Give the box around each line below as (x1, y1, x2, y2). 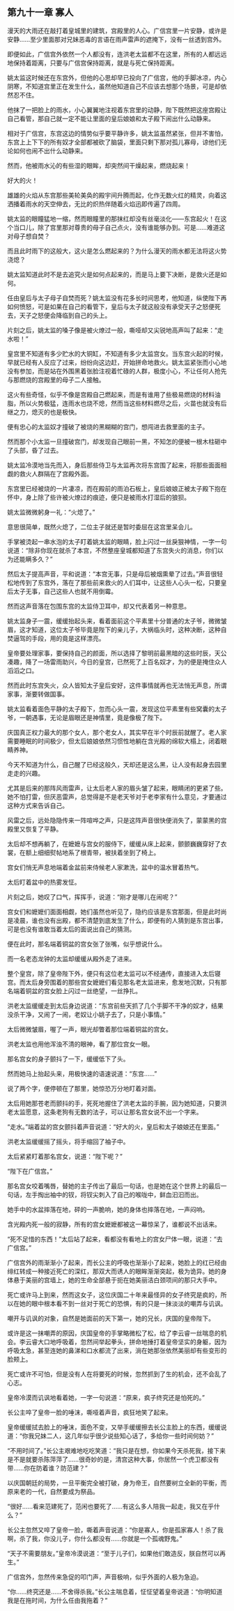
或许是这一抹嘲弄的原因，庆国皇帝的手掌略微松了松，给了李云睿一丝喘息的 (7, 1329, 221, 1337)
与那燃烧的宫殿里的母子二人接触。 (7, 375, 105, 384)
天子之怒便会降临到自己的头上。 (19, 311, 111, 319)
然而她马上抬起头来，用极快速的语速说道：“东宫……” (7, 1069, 157, 1077)
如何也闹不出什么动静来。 (13, 146, 87, 155)
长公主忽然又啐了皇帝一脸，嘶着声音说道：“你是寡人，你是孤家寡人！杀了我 (7, 1525, 224, 1534)
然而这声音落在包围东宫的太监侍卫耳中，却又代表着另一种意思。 (7, 602, 190, 610)
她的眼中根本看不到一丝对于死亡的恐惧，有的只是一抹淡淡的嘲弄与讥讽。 (19, 1299, 227, 1307)
